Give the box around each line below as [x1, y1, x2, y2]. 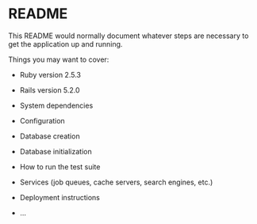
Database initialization [19, 146, 93, 156]
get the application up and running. [8, 39, 123, 48]
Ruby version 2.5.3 [19, 70, 82, 79]
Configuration [19, 116, 65, 125]
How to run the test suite [19, 161, 101, 171]
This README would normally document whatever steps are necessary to [8, 31, 249, 40]
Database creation [19, 131, 81, 141]
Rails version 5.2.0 [19, 85, 81, 95]
